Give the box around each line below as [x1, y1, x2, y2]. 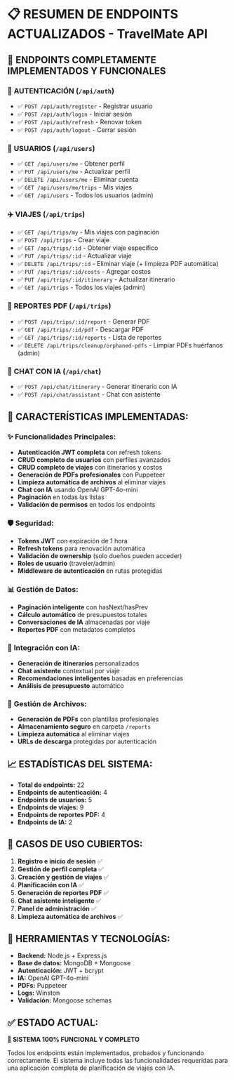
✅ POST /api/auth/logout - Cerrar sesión [17, 125, 137, 134]
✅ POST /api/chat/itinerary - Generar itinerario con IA [17, 383, 177, 391]
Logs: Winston [17, 988, 60, 998]
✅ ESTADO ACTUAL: [7, 1017, 99, 1028]
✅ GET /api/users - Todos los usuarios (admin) [17, 191, 154, 199]
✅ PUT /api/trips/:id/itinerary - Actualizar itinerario [17, 275, 175, 284]
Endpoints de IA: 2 [17, 818, 72, 826]
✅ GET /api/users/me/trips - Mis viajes [17, 183, 132, 192]
